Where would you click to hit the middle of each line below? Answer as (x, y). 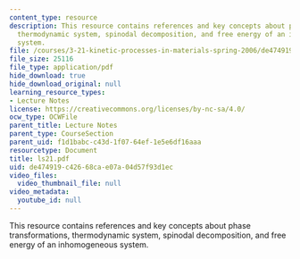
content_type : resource (54, 17)
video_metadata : (39, 192)
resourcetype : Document (54, 150)
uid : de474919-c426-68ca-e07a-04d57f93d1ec (92, 167)
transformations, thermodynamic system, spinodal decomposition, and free (148, 235)
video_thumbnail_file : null (70, 184)
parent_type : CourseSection (62, 134)
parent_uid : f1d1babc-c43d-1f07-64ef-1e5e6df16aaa (105, 142)
